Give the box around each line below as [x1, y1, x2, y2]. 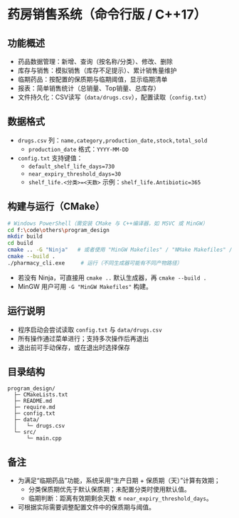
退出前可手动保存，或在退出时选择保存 [17, 343, 130, 351]
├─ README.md [14, 398, 53, 405]
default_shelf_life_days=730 [28, 163, 115, 170]
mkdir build [7, 233, 43, 240]
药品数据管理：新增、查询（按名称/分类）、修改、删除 [17, 58, 173, 65]
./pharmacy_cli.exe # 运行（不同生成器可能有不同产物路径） [7, 259, 183, 267]
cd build [7, 240, 33, 247]
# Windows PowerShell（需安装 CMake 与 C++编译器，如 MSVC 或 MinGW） [7, 220, 208, 227]
